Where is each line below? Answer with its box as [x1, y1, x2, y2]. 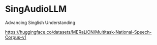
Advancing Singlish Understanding [5, 20, 75, 25]
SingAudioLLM [5, 3, 67, 15]
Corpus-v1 [5, 34, 27, 40]
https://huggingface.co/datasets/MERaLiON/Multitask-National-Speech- [5, 29, 152, 35]
